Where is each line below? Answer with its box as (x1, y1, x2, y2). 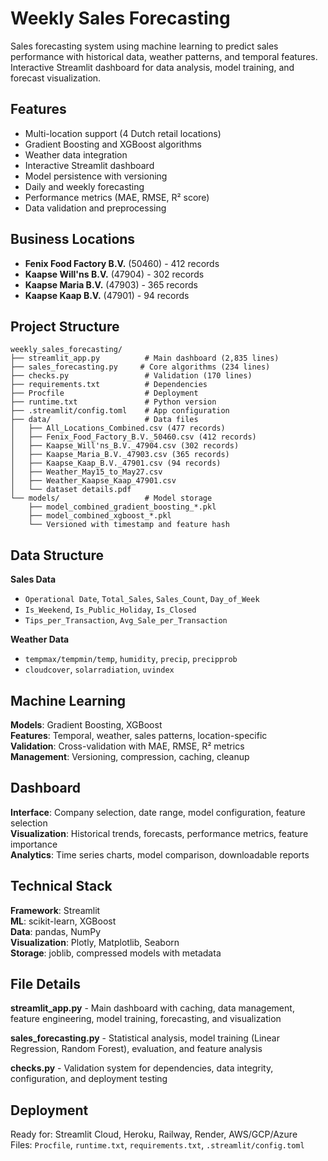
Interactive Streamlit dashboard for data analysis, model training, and (10, 61, 295, 73)
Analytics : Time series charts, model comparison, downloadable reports (10, 848, 310, 861)
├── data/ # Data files (10, 415, 199, 425)
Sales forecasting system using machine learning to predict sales (10, 40, 279, 52)
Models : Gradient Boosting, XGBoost (10, 719, 163, 731)
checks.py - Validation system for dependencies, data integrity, (10, 1062, 274, 1074)
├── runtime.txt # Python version (10, 397, 217, 407)
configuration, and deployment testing (10, 1073, 168, 1085)
